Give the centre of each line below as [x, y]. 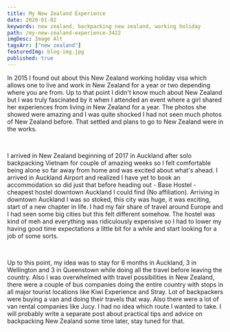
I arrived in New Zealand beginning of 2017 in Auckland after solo [100, 155]
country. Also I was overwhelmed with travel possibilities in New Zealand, [111, 277]
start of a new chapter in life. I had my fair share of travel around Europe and [115, 206]
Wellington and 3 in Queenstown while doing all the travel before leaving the [115, 269]
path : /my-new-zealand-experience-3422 [64, 33]
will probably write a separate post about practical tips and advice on [105, 313]
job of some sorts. [33, 236]
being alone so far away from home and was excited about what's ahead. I [113, 170]
